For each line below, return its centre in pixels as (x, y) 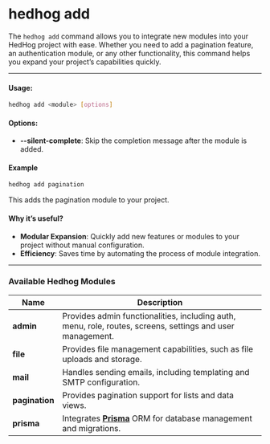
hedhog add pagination (46, 185)
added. (32, 149)
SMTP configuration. (101, 382)
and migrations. (92, 428)
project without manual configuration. (82, 245)
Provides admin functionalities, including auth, (149, 316)
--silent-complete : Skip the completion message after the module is (133, 141)
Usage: (21, 88)
